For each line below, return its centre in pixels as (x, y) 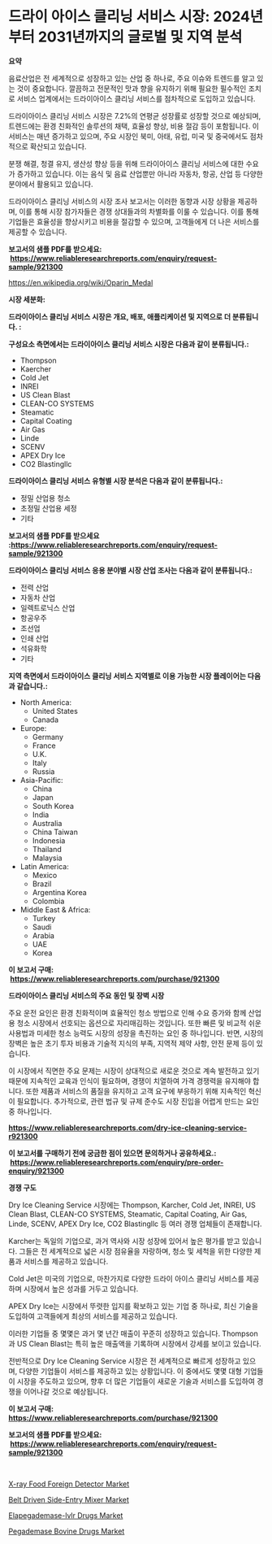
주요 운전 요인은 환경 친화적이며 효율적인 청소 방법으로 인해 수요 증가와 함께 (127, 1012)
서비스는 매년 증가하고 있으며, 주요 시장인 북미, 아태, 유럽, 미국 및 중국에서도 (128, 136)
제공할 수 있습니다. (38, 232)
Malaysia (47, 858)
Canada (45, 720)
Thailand (47, 849)
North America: (45, 702)
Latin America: (44, 866)
